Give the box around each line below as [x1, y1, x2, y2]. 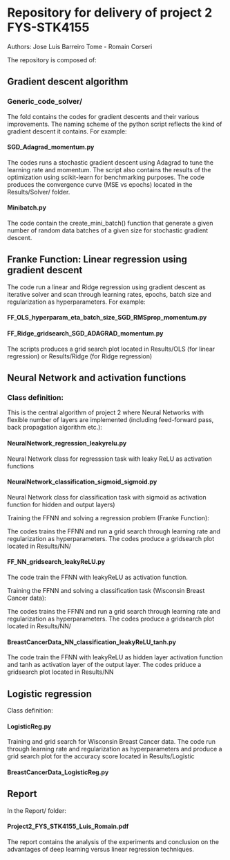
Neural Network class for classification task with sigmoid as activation [7, 493, 207, 501]
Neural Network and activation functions [7, 372, 186, 384]
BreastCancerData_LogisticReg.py [7, 768, 109, 776]
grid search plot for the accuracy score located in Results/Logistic [7, 752, 195, 760]
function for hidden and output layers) [7, 500, 115, 509]
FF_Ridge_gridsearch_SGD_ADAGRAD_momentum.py [7, 329, 164, 338]
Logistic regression [7, 688, 92, 699]
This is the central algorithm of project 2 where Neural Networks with [7, 408, 204, 417]
